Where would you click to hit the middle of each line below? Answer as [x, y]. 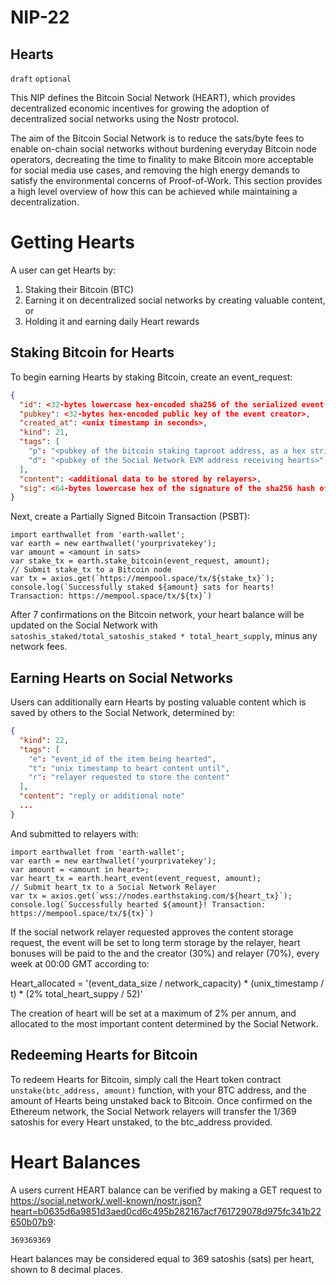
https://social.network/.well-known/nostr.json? [106, 1200]
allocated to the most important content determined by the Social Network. [164, 1023]
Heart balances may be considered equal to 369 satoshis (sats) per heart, [162, 1258]
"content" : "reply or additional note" [102, 796]
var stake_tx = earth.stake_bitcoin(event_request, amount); [140, 561]
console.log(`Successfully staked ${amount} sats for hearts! [142, 587]
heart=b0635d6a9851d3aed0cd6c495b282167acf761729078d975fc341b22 [166, 1211]
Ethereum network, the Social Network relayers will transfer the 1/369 [153, 1111]
